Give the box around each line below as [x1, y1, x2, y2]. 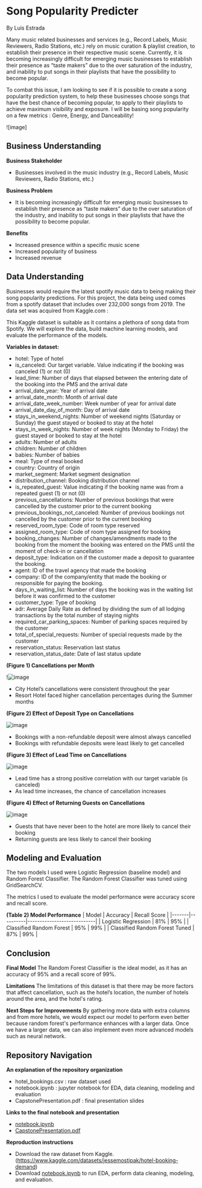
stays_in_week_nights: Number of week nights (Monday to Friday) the [14, 425, 189, 432]
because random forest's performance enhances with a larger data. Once [6, 1019, 189, 1027]
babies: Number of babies [14, 451, 80, 458]
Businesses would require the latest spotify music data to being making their [6, 287, 196, 295]
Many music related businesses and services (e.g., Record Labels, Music [6, 36, 188, 43]
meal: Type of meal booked [14, 457, 83, 464]
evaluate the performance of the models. [6, 331, 108, 339]
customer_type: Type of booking [14, 599, 96, 606]
